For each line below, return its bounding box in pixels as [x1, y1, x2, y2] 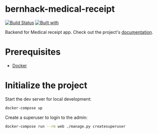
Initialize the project [5, 80, 88, 91]
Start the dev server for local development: [5, 96, 92, 102]
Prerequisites [5, 47, 61, 57]
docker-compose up [5, 106, 43, 110]
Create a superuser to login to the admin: [5, 114, 88, 120]
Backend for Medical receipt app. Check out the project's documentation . [5, 29, 153, 35]
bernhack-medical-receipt [5, 3, 115, 15]
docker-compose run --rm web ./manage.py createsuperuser [5, 124, 126, 129]
